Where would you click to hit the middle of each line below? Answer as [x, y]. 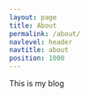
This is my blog [37, 83]
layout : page [33, 17]
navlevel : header [41, 42]
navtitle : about [39, 50]
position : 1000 [37, 58]
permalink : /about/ [45, 34]
